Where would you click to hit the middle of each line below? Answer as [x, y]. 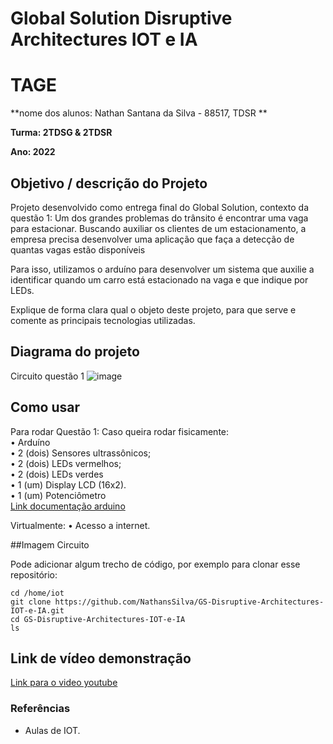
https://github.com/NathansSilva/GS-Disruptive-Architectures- [189, 602]
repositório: [34, 574]
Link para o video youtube [64, 683]
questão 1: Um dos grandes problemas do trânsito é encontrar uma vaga [159, 218]
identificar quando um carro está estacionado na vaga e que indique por [159, 279]
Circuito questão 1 [47, 376]
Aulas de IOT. [52, 730]
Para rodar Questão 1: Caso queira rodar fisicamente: [120, 431]
